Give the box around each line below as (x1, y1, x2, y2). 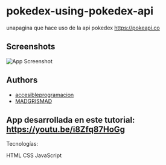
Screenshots (6, 42, 56, 52)
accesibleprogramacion (14, 91, 74, 98)
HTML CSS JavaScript (6, 152, 62, 159)
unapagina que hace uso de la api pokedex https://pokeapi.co (6, 24, 160, 31)
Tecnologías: (6, 140, 38, 148)
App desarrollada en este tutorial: (6, 114, 135, 125)
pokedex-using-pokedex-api (6, 4, 154, 18)
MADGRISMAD (14, 98, 53, 105)
